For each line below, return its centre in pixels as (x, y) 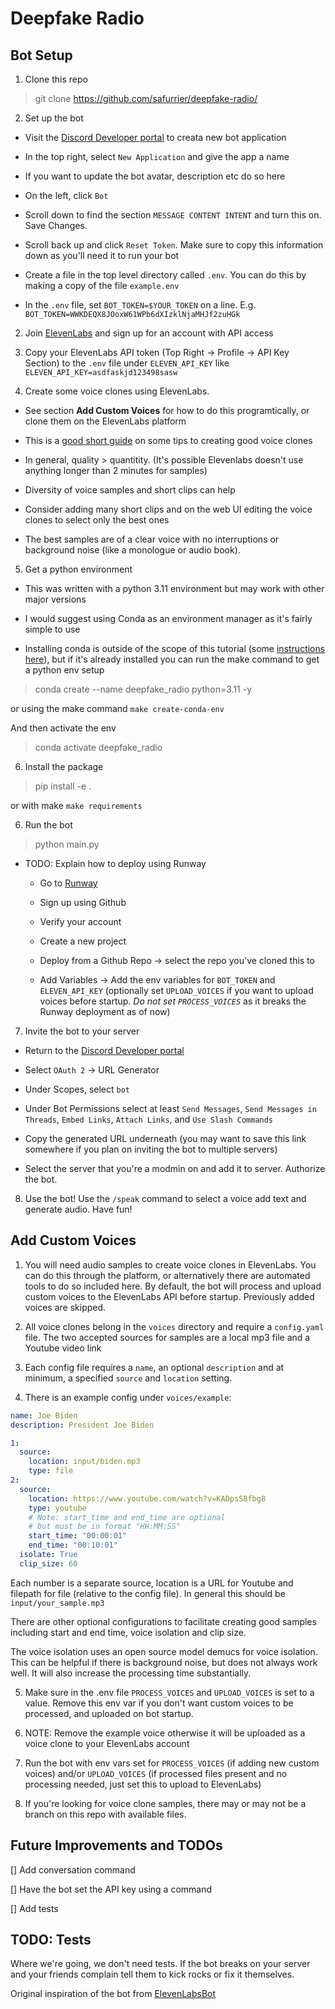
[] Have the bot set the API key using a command (111, 1889)
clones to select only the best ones (97, 520)
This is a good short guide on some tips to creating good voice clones (168, 440)
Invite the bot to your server (82, 1031)
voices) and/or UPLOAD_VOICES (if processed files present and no (156, 1773)
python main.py (67, 844)
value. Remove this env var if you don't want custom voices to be (159, 1703)
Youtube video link (63, 1348)
